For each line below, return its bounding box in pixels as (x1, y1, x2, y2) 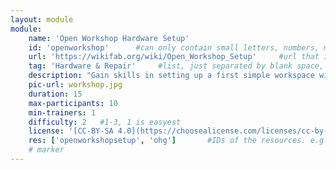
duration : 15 (28, 89, 83, 99)
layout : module (10, 14, 74, 25)
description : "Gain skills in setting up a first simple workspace (28, 71, 315, 81)
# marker (28, 145, 65, 155)
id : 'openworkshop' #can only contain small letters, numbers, (28, 42, 320, 53)
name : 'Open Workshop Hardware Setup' (28, 33, 190, 43)
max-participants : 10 (28, 98, 118, 108)
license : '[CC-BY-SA (28, 126, 114, 136)
